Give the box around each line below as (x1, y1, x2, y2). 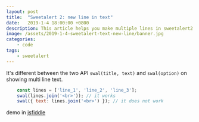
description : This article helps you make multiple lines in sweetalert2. (6, 25, 196, 32)
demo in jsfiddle (6, 109, 46, 116)
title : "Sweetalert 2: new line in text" (6, 14, 113, 20)
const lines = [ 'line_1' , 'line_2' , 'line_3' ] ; (17, 87, 137, 93)
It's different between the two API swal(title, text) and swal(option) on (6, 69, 188, 76)
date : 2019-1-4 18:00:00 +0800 (6, 20, 89, 26)
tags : (6, 48, 20, 54)
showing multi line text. (6, 76, 63, 83)
